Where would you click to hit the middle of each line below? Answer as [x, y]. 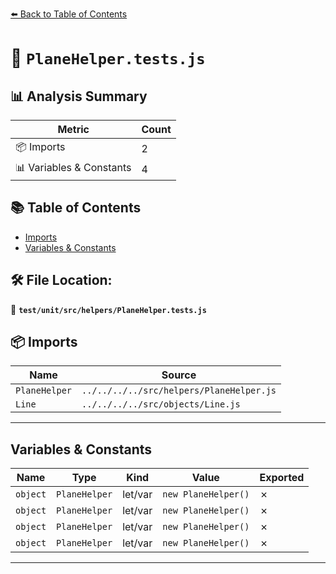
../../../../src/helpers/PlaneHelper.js [179, 391]
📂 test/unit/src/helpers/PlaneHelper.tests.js [108, 309]
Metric [73, 129]
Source [179, 375]
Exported [282, 478]
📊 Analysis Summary [79, 96]
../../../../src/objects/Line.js [161, 404]
